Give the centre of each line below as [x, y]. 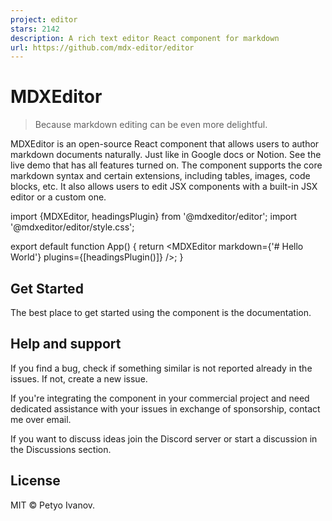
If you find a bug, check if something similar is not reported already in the [161, 368]
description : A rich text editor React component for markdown [145, 38]
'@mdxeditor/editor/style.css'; [72, 227]
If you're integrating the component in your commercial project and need [160, 398]
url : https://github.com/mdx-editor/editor [102, 47]
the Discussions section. [61, 449]
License [35, 481]
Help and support [66, 344]
